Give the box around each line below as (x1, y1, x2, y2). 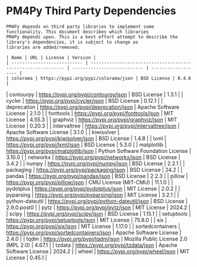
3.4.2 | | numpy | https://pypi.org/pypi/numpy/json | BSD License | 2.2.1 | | (6, 159, 185, 167)
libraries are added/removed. (6, 44, 81, 50)
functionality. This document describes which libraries (6, 28, 149, 35)
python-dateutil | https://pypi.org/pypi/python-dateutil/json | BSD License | (6, 197, 188, 204)
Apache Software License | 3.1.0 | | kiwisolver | (6, 128, 120, 135)
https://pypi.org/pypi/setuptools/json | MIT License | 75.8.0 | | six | (6, 216, 167, 223)
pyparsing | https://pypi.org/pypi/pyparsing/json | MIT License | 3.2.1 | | (6, 191, 179, 198)
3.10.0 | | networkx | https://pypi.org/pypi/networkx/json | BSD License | (6, 154, 180, 161)
